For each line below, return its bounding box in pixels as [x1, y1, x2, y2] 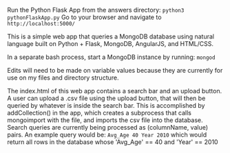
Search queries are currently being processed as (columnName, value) [7, 123, 209, 131]
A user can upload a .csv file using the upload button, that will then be [7, 94, 206, 102]
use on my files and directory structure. [7, 73, 119, 82]
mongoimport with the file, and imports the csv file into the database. [7, 116, 203, 124]
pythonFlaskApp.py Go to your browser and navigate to [7, 13, 162, 21]
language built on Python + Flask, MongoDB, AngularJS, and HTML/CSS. [7, 40, 214, 47]
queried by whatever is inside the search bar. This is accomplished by [7, 102, 205, 109]
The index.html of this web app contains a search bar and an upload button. [7, 87, 222, 95]
